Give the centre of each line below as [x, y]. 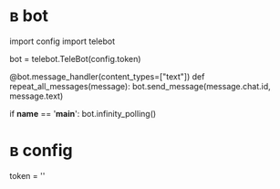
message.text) [36, 96]
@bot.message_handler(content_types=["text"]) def [107, 76]
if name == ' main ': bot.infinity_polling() [83, 113]
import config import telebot [62, 41]
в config [41, 151]
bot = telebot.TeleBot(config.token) [75, 58]
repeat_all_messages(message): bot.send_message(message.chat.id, [140, 86]
